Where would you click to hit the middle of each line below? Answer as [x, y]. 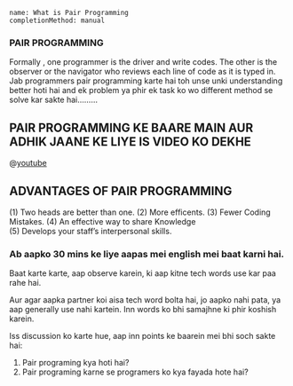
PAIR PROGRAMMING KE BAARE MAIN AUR [131, 127]
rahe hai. [25, 283]
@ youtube [28, 163]
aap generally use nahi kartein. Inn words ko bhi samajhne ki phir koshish [143, 310]
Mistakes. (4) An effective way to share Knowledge [103, 221]
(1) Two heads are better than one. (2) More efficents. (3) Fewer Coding [140, 212]
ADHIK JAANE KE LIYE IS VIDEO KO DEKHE [130, 142]
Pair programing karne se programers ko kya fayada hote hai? [135, 372]
